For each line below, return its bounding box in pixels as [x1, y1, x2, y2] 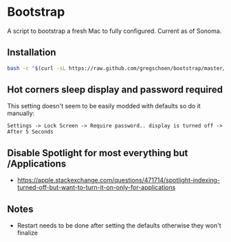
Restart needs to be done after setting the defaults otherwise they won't [16, 221, 221, 230]
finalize [16, 229, 38, 237]
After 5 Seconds [7, 128, 54, 136]
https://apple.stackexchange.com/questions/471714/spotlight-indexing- [16, 176, 220, 184]
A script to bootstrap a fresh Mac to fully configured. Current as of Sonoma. [7, 27, 222, 35]
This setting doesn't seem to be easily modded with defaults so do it [7, 102, 201, 110]
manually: [7, 109, 35, 117]
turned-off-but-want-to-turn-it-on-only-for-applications [16, 183, 176, 192]
